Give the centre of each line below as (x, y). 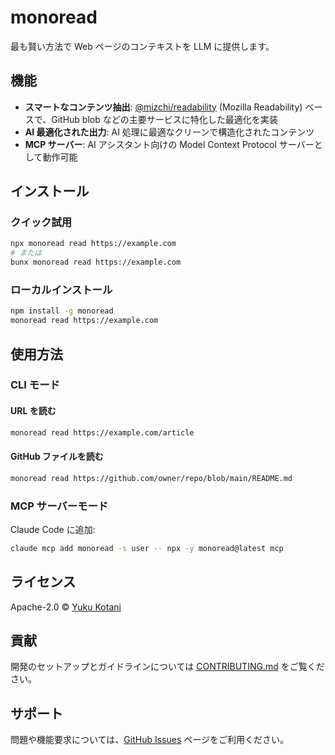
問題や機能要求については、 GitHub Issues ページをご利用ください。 (149, 740)
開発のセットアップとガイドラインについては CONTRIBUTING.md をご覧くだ (167, 667)
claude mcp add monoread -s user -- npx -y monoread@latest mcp (147, 548)
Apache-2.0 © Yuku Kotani (66, 607)
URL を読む (33, 411)
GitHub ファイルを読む (57, 457)
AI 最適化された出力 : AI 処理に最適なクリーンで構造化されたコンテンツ (169, 132)
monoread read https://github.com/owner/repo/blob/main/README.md (151, 478)
